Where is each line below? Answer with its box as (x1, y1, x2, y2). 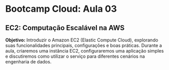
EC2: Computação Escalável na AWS (5, 24, 124, 32)
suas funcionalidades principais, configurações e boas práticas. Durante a (5, 42, 162, 49)
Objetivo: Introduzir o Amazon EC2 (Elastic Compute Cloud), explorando (5, 37, 159, 43)
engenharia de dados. (5, 59, 52, 64)
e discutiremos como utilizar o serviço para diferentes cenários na (5, 53, 145, 59)
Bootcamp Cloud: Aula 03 (5, 3, 117, 15)
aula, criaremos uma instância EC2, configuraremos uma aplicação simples (5, 48, 164, 54)
